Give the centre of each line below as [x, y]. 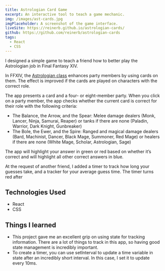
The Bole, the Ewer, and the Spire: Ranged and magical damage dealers [85, 131]
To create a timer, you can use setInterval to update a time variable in [82, 253]
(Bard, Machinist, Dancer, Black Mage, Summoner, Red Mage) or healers [86, 136]
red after [14, 177]
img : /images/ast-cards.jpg [34, 19]
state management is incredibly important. [55, 247]
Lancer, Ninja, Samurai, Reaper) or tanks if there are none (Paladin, [80, 121]
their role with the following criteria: [41, 106]
